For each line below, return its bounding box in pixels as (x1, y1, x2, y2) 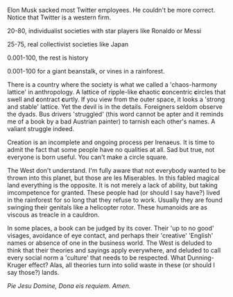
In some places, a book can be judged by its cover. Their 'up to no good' (7, 224, 214, 232)
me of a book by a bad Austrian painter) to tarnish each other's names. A (7, 117, 216, 126)
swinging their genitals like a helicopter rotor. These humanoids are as (7, 203, 208, 211)
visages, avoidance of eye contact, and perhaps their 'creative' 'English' (7, 232, 214, 239)
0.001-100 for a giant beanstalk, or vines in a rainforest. (7, 67, 165, 75)
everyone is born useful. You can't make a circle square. (7, 153, 169, 161)
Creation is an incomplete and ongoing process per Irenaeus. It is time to (7, 138, 215, 146)
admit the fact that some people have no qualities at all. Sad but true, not (7, 146, 215, 153)
